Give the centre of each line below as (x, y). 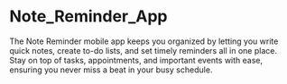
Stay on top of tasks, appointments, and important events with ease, (136, 60)
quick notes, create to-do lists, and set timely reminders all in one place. (143, 50)
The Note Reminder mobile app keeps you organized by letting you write (144, 41)
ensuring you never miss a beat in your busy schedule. (111, 70)
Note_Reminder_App (89, 17)
